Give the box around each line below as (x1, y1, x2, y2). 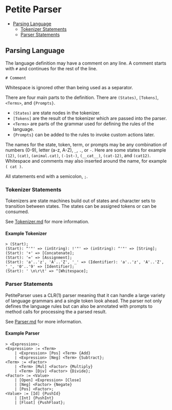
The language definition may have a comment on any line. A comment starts (5, 60, 167, 66)
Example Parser (5, 330, 40, 337)
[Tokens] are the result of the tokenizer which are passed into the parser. (12, 115, 167, 121)
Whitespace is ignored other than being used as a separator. (5, 84, 133, 90)
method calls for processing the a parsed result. (5, 308, 107, 315)
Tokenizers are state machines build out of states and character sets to (5, 198, 156, 204)
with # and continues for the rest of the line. (5, 65, 98, 71)
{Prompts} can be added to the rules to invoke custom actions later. (12, 131, 155, 138)
